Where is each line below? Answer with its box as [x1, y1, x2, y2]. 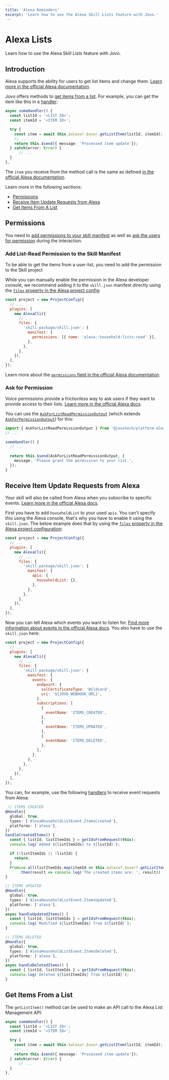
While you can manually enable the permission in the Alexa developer [5, 276, 149, 282]
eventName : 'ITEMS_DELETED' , [45, 738, 107, 743]
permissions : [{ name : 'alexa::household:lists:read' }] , [32, 334, 156, 340]
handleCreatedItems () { [5, 832, 55, 838]
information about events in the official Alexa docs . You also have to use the [5, 625, 162, 631]
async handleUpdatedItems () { [5, 911, 69, 916]
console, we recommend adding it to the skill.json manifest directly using [5, 282, 161, 288]
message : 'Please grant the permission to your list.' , [14, 458, 134, 463]
